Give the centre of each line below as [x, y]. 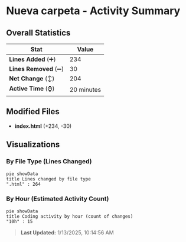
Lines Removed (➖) [36, 69]
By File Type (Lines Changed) [49, 162]
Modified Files [33, 112]
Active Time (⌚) [32, 88]
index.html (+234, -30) [43, 126]
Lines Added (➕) [32, 59]
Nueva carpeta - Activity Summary [93, 11]
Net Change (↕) [32, 78]
